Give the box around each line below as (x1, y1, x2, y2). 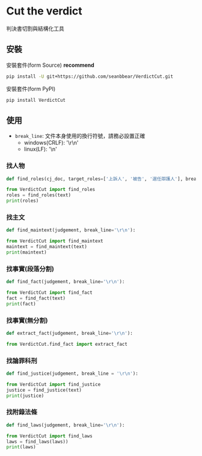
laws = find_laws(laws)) (6, 439, 69, 445)
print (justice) (6, 393, 44, 399)
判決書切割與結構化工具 (6, 25, 64, 32)
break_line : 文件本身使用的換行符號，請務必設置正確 (14, 133, 145, 140)
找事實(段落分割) (6, 264, 54, 273)
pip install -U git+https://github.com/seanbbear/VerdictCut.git (6, 73, 173, 80)
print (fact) (6, 301, 36, 307)
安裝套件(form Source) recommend (6, 61, 94, 69)
